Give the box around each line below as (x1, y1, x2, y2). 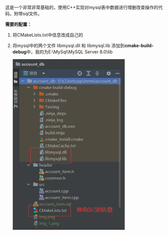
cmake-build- (124, 43, 154, 49)
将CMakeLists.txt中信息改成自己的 (12, 32, 83, 38)
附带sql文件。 (14, 11, 43, 17)
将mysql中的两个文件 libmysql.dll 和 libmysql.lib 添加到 (12, 43, 125, 49)
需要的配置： (5, 22, 32, 27)
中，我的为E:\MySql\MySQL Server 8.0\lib (26, 49, 113, 55)
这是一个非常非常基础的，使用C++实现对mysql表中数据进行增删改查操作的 (5, 5, 159, 10)
